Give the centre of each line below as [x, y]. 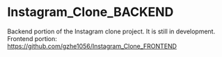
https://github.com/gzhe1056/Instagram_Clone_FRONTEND [92, 46]
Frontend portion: [32, 38]
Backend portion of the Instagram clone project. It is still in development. [111, 31]
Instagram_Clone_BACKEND [90, 12]
